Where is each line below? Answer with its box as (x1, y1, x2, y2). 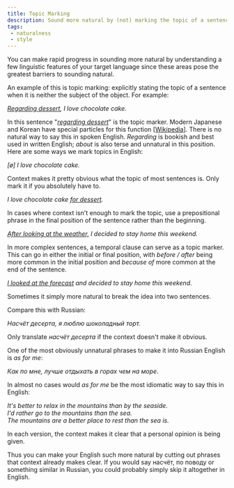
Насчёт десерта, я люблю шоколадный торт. (7, 320, 141, 328)
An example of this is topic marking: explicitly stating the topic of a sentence (7, 84, 226, 92)
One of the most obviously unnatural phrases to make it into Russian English (7, 346, 226, 355)
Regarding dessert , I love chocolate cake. (7, 104, 127, 113)
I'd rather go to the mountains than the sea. (7, 409, 132, 418)
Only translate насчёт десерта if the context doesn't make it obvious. (7, 333, 208, 341)
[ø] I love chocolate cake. (7, 161, 80, 169)
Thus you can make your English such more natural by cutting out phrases (7, 450, 221, 459)
